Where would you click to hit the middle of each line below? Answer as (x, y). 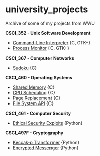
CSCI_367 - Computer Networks (40, 58)
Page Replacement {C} (36, 98)
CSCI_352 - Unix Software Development (48, 33)
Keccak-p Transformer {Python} (46, 142)
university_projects (47, 9)
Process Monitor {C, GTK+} (41, 48)
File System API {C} (33, 103)
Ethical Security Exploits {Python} (47, 123)
